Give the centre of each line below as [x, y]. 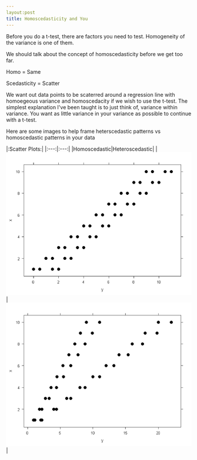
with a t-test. [21, 120]
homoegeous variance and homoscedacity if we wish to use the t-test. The [97, 101]
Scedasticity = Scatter [33, 83]
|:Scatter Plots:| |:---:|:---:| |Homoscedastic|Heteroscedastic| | [82, 149]
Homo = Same [24, 71]
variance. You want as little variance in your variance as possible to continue [99, 113]
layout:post [21, 12]
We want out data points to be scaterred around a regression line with [91, 94]
